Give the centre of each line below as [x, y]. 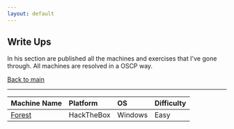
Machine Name [37, 103]
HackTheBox [89, 115]
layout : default [31, 14]
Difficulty [170, 103]
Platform [83, 103]
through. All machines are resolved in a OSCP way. [80, 66]
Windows [133, 115]
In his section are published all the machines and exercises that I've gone [112, 59]
